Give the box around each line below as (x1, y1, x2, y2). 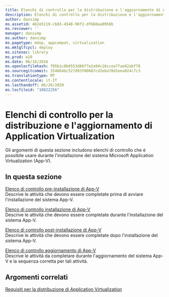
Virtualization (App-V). (5, 158, 52, 164)
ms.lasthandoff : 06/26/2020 (5, 82, 64, 87)
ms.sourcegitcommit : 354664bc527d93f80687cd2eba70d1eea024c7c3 (5, 69, 141, 74)
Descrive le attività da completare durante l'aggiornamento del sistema (5, 253, 152, 259)
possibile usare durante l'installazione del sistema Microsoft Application (5, 153, 154, 159)
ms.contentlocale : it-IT (5, 78, 57, 83)
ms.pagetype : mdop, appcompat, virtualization (5, 40, 105, 45)
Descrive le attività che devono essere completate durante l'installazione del (5, 212, 163, 218)
